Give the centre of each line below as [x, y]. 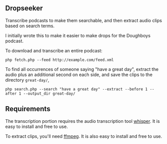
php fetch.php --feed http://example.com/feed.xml [60, 60]
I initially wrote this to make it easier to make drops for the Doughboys [78, 35]
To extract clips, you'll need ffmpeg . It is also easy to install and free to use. [84, 136]
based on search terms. [30, 26]
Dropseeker [24, 8]
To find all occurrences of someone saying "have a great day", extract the [82, 69]
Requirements [28, 109]
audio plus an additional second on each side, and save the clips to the [79, 75]
